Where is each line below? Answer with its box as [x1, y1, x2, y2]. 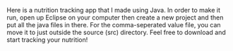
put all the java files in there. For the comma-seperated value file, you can [6, 21, 221, 29]
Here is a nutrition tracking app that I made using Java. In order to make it [6, 6, 220, 14]
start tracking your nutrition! [6, 36, 88, 44]
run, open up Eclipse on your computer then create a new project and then [6, 13, 224, 22]
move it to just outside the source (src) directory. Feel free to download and [6, 28, 227, 36]
